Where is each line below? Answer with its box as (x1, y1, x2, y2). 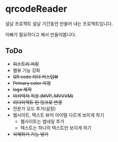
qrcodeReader (5, 3, 67, 15)
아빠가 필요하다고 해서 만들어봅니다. (5, 31, 77, 37)
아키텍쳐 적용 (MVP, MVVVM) (12, 92, 74, 99)
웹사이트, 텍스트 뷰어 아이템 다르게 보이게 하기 (12, 112, 105, 118)
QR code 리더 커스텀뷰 (12, 74, 59, 80)
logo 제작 (12, 86, 32, 92)
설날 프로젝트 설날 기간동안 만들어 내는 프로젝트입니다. (5, 20, 113, 27)
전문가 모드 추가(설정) (12, 105, 56, 111)
